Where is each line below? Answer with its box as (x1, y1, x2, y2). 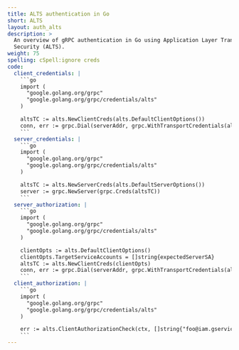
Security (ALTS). (14, 43, 65, 50)
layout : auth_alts (7, 23, 62, 31)
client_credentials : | (14, 70, 81, 77)
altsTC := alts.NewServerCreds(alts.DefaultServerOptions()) (20, 181, 205, 188)
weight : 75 (7, 50, 40, 58)
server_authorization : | (14, 201, 87, 208)
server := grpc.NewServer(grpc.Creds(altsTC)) (20, 187, 161, 195)
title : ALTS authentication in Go (7, 10, 110, 18)
